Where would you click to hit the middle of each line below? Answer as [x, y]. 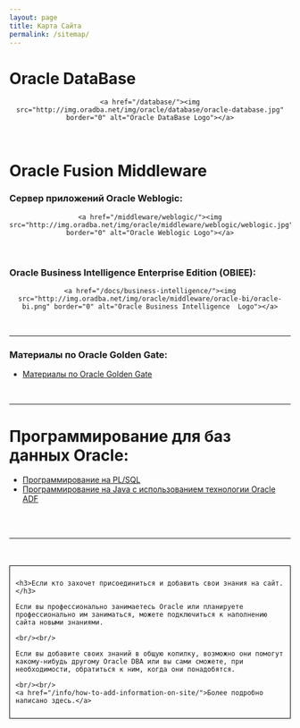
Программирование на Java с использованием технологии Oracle [149, 489]
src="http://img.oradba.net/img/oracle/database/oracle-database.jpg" [150, 110]
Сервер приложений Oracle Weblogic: [96, 199]
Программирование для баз [121, 436]
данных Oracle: [69, 455]
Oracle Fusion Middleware [108, 170]
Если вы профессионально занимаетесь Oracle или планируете [129, 607]
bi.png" [36, 307]
